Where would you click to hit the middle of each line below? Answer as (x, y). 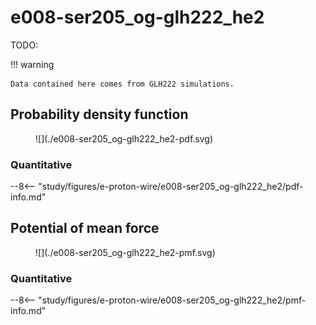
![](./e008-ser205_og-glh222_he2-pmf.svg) (125, 252)
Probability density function (99, 114)
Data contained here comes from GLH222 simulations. (122, 84)
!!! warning (32, 64)
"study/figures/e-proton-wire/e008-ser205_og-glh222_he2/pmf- (172, 300)
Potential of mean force (85, 228)
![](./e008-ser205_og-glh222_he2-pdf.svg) (124, 138)
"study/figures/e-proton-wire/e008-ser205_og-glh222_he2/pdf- (171, 187)
